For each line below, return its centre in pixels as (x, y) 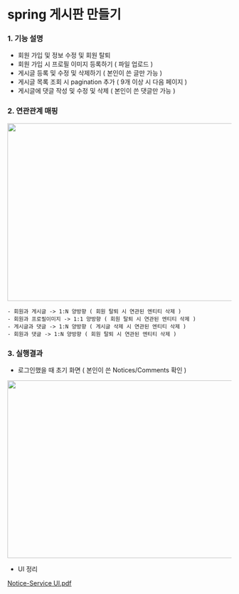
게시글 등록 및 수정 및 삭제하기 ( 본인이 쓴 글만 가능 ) (90, 73)
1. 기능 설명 (25, 38)
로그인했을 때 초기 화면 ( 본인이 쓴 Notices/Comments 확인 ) (102, 370)
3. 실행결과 (25, 353)
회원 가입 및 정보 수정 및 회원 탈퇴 (64, 55)
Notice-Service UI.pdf (40, 583)
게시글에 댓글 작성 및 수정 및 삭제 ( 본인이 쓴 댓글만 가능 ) (96, 91)
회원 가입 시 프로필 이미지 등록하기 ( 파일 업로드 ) (85, 64)
